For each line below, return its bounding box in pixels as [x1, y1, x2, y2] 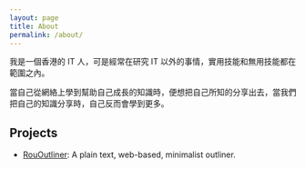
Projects [9, 124, 58, 141]
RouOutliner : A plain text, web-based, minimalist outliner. [22, 149, 237, 160]
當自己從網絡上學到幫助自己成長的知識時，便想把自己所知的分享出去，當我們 [9, 87, 297, 98]
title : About [9, 22, 59, 31]
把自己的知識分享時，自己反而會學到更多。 [9, 98, 169, 109]
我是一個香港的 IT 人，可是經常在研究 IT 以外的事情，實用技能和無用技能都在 [9, 56, 297, 67]
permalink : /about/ [9, 30, 84, 39]
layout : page [9, 13, 59, 23]
